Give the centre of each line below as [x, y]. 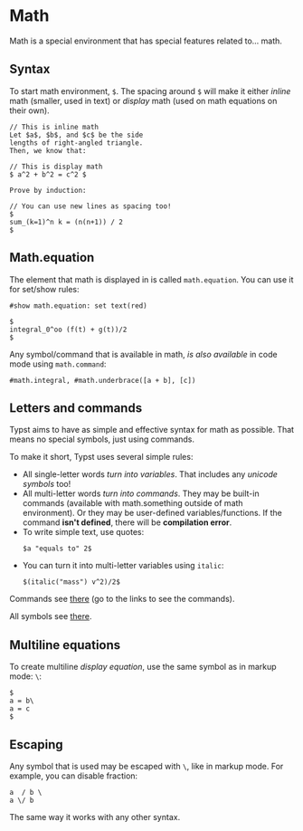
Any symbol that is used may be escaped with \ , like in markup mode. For [147, 766]
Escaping [36, 745]
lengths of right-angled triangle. [76, 143]
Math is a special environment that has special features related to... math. [146, 41]
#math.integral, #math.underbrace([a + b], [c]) [103, 380]
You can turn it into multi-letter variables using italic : [123, 566]
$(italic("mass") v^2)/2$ [71, 582]
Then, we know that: [48, 150]
